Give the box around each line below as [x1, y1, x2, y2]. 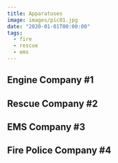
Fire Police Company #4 [7, 144, 112, 156]
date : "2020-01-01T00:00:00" [7, 23, 91, 30]
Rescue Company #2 [7, 97, 98, 109]
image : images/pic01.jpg [7, 17, 78, 23]
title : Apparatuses [7, 10, 63, 17]
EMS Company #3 [7, 122, 86, 133]
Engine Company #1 [7, 74, 94, 86]
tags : [7, 29, 23, 37]
